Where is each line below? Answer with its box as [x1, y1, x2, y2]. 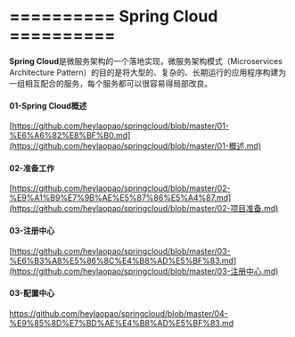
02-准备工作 [9, 162, 55, 173]
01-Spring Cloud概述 [9, 100, 87, 111]
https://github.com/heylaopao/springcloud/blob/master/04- [9, 308, 229, 318]
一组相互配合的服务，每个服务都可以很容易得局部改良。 [9, 78, 212, 88]
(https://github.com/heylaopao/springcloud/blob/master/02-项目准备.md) [9, 203, 279, 214]
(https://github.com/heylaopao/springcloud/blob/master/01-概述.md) [9, 141, 261, 152]
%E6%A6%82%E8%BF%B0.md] [9, 130, 131, 141]
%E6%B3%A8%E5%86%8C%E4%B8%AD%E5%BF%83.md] [9, 255, 237, 266]
